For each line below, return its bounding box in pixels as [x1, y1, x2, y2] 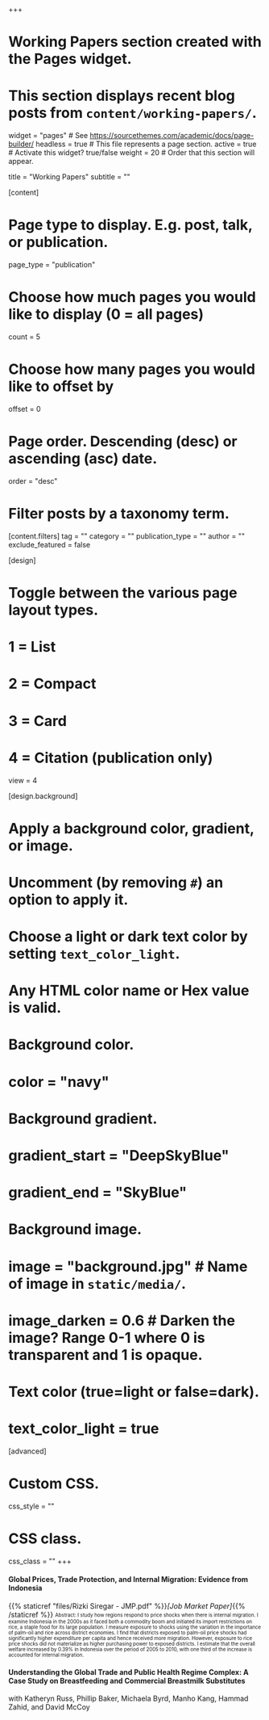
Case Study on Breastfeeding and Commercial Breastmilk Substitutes [8, 1676, 246, 1685]
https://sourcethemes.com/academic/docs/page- [89, 131, 255, 141]
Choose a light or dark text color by [8, 928, 248, 946]
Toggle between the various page [8, 584, 238, 602]
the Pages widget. [8, 50, 132, 69]
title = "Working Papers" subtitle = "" [8, 172, 130, 182]
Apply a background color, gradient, [8, 819, 255, 837]
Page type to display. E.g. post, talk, [8, 216, 253, 234]
